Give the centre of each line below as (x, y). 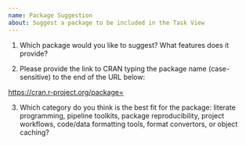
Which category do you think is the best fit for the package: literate (128, 107)
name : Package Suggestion (50, 15)
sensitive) (35, 77)
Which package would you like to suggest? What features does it (124, 45)
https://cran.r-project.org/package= (66, 92)
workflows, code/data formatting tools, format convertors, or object (128, 124)
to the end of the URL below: (99, 77)
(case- (219, 68)
